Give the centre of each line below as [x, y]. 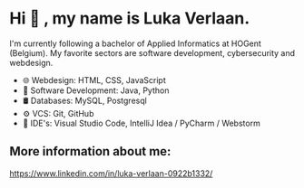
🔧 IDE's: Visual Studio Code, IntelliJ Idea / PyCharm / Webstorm [141, 123]
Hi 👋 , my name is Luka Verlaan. [130, 19]
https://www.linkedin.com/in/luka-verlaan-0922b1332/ [111, 173]
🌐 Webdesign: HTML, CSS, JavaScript [94, 80]
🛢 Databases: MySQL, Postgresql [84, 100]
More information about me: [90, 151]
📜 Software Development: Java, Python [96, 90]
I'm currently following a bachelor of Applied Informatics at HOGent [135, 43]
